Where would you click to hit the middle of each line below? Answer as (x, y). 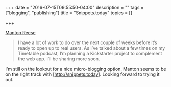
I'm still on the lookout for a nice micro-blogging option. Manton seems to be (86, 69)
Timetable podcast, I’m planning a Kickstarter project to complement (90, 53)
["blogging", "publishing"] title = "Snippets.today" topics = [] (69, 13)
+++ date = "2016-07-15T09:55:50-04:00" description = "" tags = (75, 7)
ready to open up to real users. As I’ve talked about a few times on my (91, 48)
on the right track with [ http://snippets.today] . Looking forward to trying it (82, 74)
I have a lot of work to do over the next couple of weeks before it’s (87, 42)
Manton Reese (20, 32)
